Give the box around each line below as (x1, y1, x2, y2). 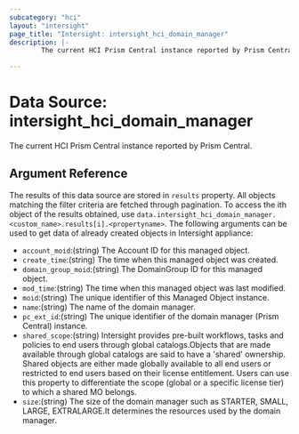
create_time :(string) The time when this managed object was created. (21, 254, 279, 265)
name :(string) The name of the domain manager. (21, 301, 196, 312)
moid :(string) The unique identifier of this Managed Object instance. (21, 292, 270, 302)
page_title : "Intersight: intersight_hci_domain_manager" (9, 29, 229, 38)
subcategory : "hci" (9, 12, 82, 22)
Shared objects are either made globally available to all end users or (21, 358, 271, 369)
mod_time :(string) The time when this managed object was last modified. (21, 282, 287, 293)
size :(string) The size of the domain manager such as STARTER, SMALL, (21, 396, 289, 406)
